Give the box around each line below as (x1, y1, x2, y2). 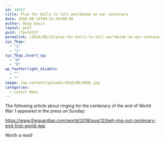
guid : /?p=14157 (5, 30, 38, 35)
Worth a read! (5, 132, 33, 138)
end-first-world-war (5, 123, 46, 129)
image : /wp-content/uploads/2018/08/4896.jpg (5, 80, 100, 85)
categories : (5, 85, 29, 90)
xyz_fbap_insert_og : (5, 53, 48, 58)
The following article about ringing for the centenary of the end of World (5, 103, 151, 109)
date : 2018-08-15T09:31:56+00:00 (5, 16, 74, 21)
